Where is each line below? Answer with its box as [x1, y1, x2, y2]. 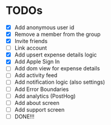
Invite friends [14, 38, 48, 45]
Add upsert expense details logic [14, 51, 98, 58]
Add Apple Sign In [14, 58, 60, 66]
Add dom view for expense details [14, 65, 101, 72]
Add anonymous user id [14, 24, 75, 31]
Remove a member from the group [14, 31, 101, 38]
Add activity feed [14, 72, 58, 79]
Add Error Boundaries [14, 86, 69, 93]
